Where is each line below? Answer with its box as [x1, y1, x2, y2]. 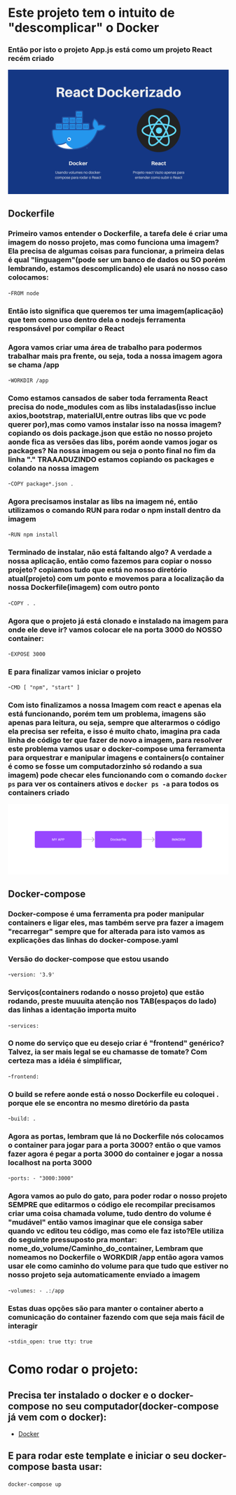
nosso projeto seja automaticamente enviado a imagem [8, 1270, 200, 1280]
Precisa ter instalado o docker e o [8, 1389, 157, 1401]
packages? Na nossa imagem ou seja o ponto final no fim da [8, 446, 216, 455]
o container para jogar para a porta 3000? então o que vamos [8, 1141, 221, 1150]
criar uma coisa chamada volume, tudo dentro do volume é [8, 1208, 212, 1218]
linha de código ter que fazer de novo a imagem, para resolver [8, 736, 223, 745]
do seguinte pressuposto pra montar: [8, 1235, 137, 1245]
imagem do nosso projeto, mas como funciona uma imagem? [8, 237, 219, 247]
